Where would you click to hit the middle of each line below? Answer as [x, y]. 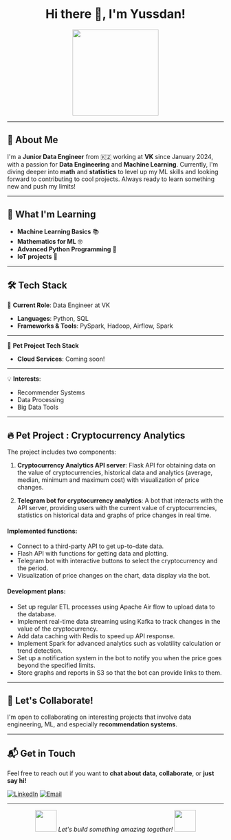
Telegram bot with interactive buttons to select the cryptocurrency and [117, 561]
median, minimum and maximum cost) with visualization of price [108, 480]
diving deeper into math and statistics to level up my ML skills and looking [113, 171]
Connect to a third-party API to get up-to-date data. [90, 546]
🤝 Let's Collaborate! [51, 701]
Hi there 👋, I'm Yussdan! [115, 14]
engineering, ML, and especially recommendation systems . [92, 724]
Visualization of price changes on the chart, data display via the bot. [113, 576]
